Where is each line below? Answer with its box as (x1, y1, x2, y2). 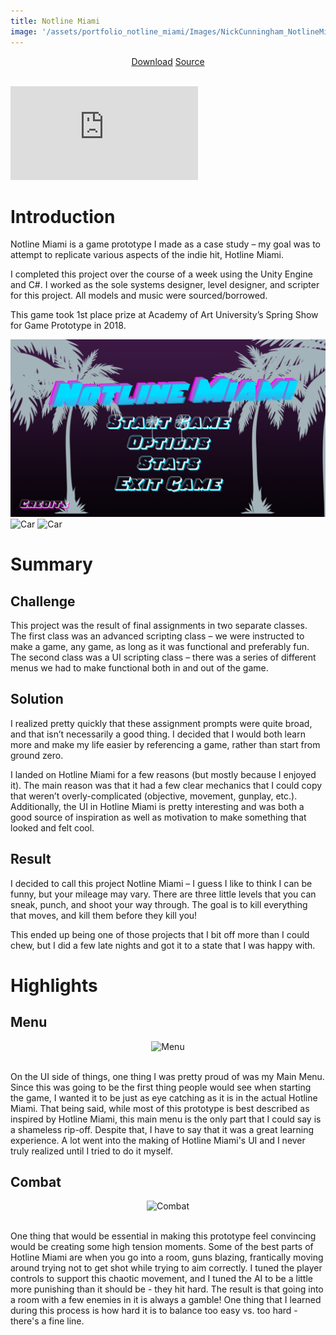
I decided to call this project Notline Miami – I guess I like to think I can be (10, 877, 313, 889)
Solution (10, 691, 64, 708)
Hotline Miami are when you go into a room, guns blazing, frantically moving (10, 1251, 324, 1264)
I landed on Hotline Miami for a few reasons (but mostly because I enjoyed (10, 768, 317, 780)
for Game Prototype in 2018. (10, 320, 127, 332)
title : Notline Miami (10, 16, 101, 26)
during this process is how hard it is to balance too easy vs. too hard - (10, 1305, 298, 1317)
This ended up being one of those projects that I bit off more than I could (10, 928, 310, 940)
